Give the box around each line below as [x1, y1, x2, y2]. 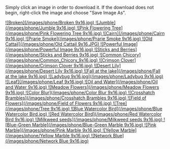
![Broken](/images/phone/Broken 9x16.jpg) [5, 20, 95, 25]
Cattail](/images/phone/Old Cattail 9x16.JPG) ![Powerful [5, 41, 122, 47]
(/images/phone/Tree [5, 106, 50, 111]
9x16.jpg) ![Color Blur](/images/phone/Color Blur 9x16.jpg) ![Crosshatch [5, 90, 155, 95]
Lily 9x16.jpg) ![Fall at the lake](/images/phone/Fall [55, 68, 161, 74]
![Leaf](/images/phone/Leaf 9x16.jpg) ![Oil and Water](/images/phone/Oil [5, 79, 158, 85]
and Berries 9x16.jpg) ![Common [54, 52, 122, 58]
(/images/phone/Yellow [5, 133, 54, 138]
